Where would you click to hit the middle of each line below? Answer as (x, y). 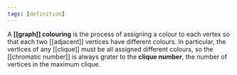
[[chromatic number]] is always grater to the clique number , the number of (117, 57)
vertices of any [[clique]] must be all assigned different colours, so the (110, 49)
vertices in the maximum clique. (54, 64)
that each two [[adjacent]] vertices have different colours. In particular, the (117, 41)
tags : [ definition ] (36, 14)
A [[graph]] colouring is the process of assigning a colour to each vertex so (118, 34)
